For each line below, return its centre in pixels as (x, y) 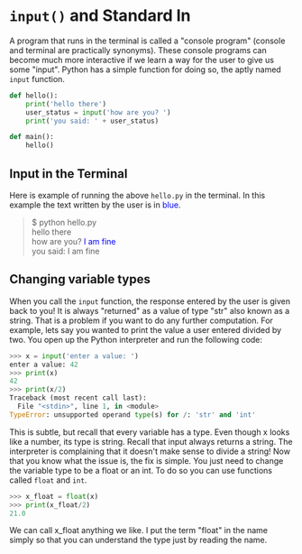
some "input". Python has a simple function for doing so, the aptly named (145, 69)
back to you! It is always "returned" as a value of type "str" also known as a (150, 310)
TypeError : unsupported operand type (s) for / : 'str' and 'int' (133, 415)
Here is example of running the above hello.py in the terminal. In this (137, 195)
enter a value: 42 (44, 365)
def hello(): (34, 96)
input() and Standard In (100, 16)
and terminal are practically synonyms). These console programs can (138, 50)
